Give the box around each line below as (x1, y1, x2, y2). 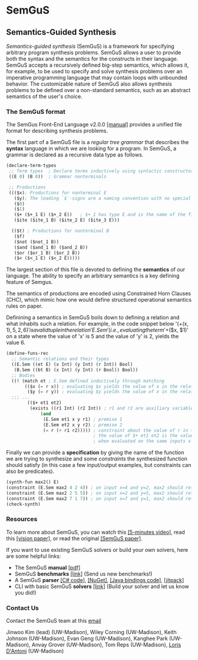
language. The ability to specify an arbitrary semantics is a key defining (6, 272, 180, 279)
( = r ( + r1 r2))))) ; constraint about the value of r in (43, 427, 189, 433)
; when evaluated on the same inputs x (93, 438, 192, 445)
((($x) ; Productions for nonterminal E (8, 189, 107, 195)
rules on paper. (6, 302, 43, 310)
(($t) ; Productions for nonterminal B (11, 228, 110, 234)
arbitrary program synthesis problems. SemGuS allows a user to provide (6, 49, 181, 56)
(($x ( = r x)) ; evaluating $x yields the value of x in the (24, 383, 178, 390)
